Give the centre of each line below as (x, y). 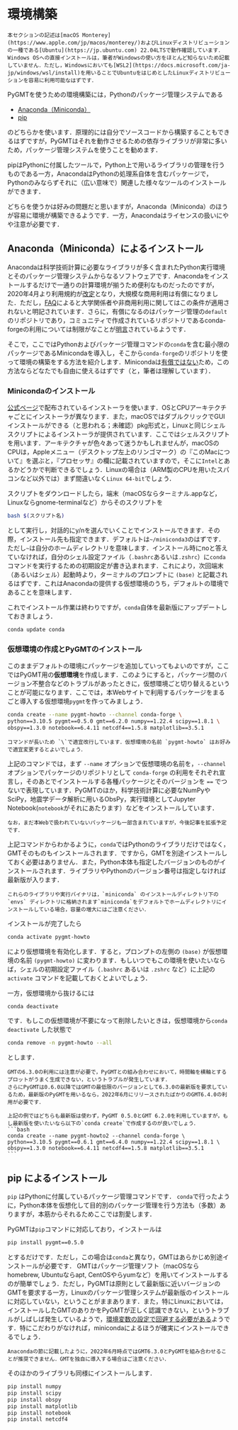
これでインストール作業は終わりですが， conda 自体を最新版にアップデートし (118, 607)
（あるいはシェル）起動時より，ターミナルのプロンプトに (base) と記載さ (114, 574)
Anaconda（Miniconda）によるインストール (106, 249)
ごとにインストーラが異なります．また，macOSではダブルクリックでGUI (119, 417)
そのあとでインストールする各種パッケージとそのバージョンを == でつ (127, 781)
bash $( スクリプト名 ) (36, 516)
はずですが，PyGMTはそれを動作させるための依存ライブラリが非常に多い (120, 141)
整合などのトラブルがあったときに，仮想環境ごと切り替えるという (134, 684)
